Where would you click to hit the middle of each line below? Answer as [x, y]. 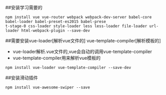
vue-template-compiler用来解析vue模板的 [57, 58]
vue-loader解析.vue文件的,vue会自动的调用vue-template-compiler [82, 52]
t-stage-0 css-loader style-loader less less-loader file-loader [76, 26]
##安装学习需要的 [24, 7]
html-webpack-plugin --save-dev [56, 31]
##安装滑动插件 [22, 78]
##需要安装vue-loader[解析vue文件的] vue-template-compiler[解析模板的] [83, 41]
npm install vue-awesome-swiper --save [48, 87]
